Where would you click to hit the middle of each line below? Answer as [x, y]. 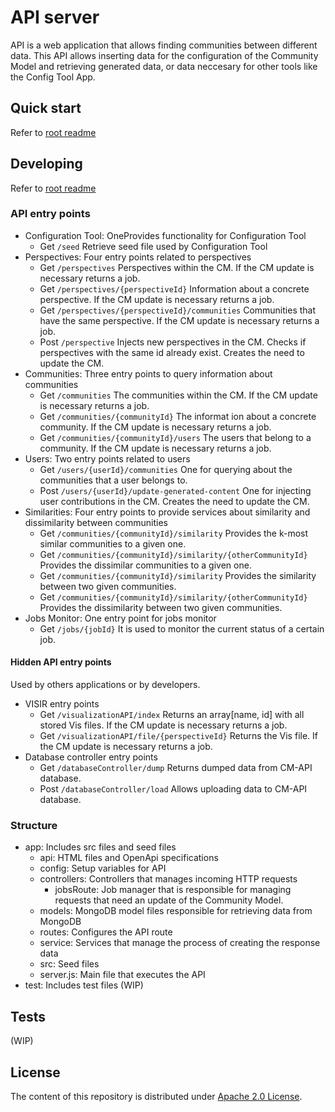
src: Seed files [69, 964]
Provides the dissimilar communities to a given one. [145, 565]
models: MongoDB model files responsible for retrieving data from [176, 911]
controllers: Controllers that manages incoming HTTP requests [168, 879]
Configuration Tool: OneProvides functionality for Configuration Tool [165, 235]
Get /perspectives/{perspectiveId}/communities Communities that [178, 310]
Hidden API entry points [61, 662]
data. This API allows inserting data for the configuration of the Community [164, 55]
